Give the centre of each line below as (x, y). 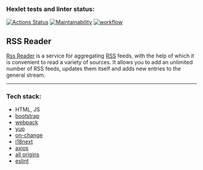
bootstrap (27, 116)
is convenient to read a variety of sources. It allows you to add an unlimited (100, 62)
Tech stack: (24, 97)
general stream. (26, 75)
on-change (29, 136)
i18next (24, 142)
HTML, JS (27, 110)
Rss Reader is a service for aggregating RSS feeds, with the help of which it (100, 56)
